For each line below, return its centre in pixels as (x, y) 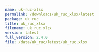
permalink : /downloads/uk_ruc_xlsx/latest (49, 14)
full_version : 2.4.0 (26, 38)
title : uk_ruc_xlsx (25, 24)
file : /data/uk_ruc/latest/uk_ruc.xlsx (46, 42)
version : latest (22, 33)
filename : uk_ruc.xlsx (28, 28)
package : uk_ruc (22, 19)
